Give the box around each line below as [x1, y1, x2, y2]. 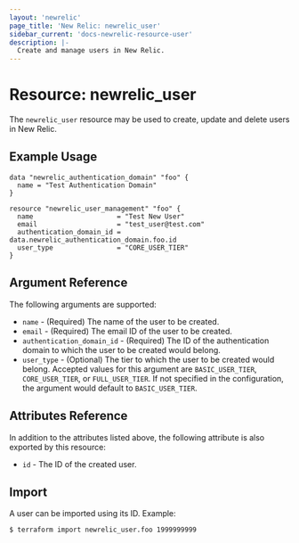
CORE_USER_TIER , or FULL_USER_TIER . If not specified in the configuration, [21, 373, 285, 383]
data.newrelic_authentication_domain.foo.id [9, 235, 177, 244]
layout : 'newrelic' [9, 12, 82, 22]
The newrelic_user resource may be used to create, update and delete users [9, 114, 290, 125]
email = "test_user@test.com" [17, 219, 205, 228]
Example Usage [9, 149, 98, 165]
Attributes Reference [9, 408, 128, 424]
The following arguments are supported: [9, 299, 158, 309]
